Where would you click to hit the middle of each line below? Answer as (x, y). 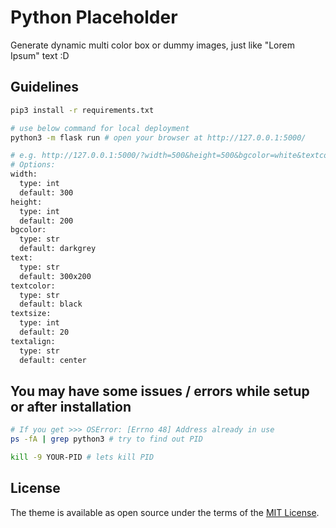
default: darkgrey (58, 249)
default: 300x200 (55, 276)
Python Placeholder (94, 17)
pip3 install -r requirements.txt (82, 110)
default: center (53, 360)
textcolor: (33, 286)
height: (26, 202)
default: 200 (46, 221)
